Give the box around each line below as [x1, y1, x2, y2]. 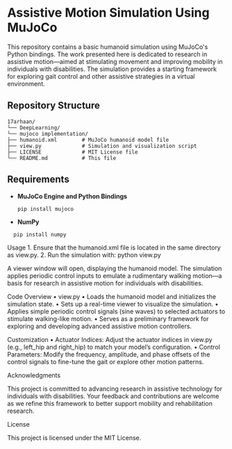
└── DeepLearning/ [7, 124, 60, 131]
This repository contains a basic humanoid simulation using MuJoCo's [7, 42, 208, 51]
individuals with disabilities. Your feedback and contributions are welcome [7, 391, 219, 400]
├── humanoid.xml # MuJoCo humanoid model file [7, 136, 169, 143]
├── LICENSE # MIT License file [7, 148, 138, 156]
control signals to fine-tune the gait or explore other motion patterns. [7, 357, 204, 366]
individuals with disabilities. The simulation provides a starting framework [7, 65, 217, 73]
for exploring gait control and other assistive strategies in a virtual [7, 72, 195, 81]
